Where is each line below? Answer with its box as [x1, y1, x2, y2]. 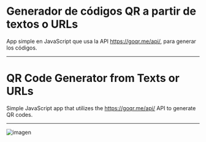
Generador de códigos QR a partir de [6, 4, 196, 18]
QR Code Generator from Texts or [6, 72, 180, 85]
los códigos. [6, 44, 37, 51]
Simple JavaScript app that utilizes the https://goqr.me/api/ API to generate [6, 104, 196, 111]
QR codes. [6, 111, 33, 118]
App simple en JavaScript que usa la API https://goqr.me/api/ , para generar [6, 37, 196, 45]
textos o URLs [6, 17, 78, 31]
